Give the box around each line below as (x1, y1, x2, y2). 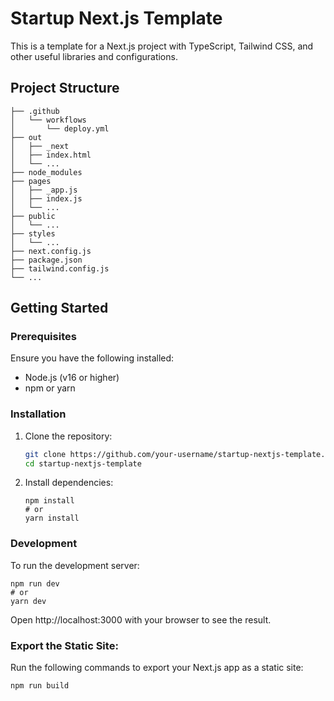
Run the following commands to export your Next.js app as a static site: (10, 662, 304, 674)
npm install (24, 496, 75, 506)
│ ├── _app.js (10, 185, 78, 195)
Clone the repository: (24, 430, 113, 442)
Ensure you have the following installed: (10, 352, 175, 364)
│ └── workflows (10, 115, 87, 125)
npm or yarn (24, 382, 76, 394)
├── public (10, 211, 56, 221)
